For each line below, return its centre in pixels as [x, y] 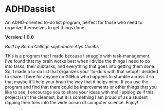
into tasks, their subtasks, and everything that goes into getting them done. [80, 66]
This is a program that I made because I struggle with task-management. [78, 56]
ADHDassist [30, 9]
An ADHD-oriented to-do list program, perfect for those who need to [74, 22]
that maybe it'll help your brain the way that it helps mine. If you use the [77, 82]
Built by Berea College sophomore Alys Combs [52, 46]
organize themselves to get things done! [45, 27]
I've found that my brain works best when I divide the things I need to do [78, 61]
